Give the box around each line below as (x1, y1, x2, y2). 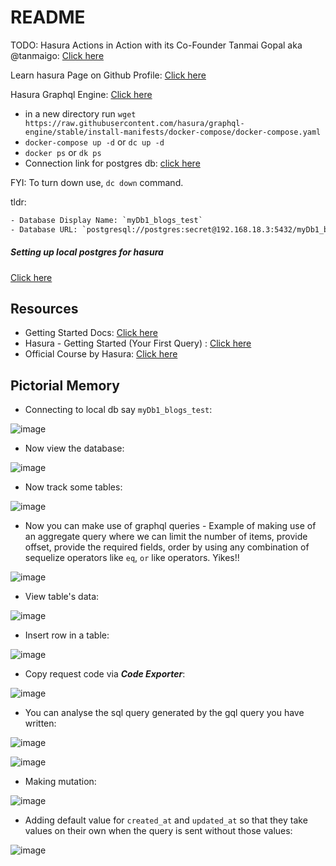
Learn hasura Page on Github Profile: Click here (10, 69, 207, 81)
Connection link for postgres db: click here (24, 157, 201, 169)
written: (24, 717, 57, 730)
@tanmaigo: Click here (10, 49, 105, 61)
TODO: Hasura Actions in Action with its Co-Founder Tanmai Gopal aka (10, 39, 303, 51)
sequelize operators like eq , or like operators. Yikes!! (24, 552, 240, 564)
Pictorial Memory (10, 377, 120, 394)
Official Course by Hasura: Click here (24, 348, 178, 360)
